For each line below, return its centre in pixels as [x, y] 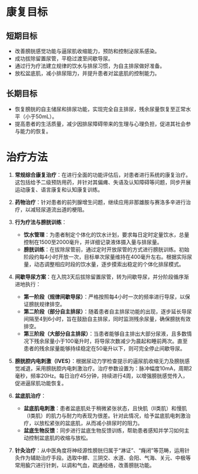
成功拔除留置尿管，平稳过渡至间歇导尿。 [64, 59]
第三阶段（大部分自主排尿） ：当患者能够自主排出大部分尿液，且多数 [105, 333]
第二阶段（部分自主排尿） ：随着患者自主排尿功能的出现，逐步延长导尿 [108, 311]
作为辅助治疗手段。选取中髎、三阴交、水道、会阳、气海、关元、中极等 [105, 457]
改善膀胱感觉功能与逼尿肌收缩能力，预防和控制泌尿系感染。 [87, 51]
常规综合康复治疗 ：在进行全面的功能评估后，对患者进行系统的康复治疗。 [103, 174]
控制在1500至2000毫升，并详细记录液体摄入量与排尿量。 [93, 242]
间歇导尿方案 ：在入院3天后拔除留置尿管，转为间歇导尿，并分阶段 [94, 277]
